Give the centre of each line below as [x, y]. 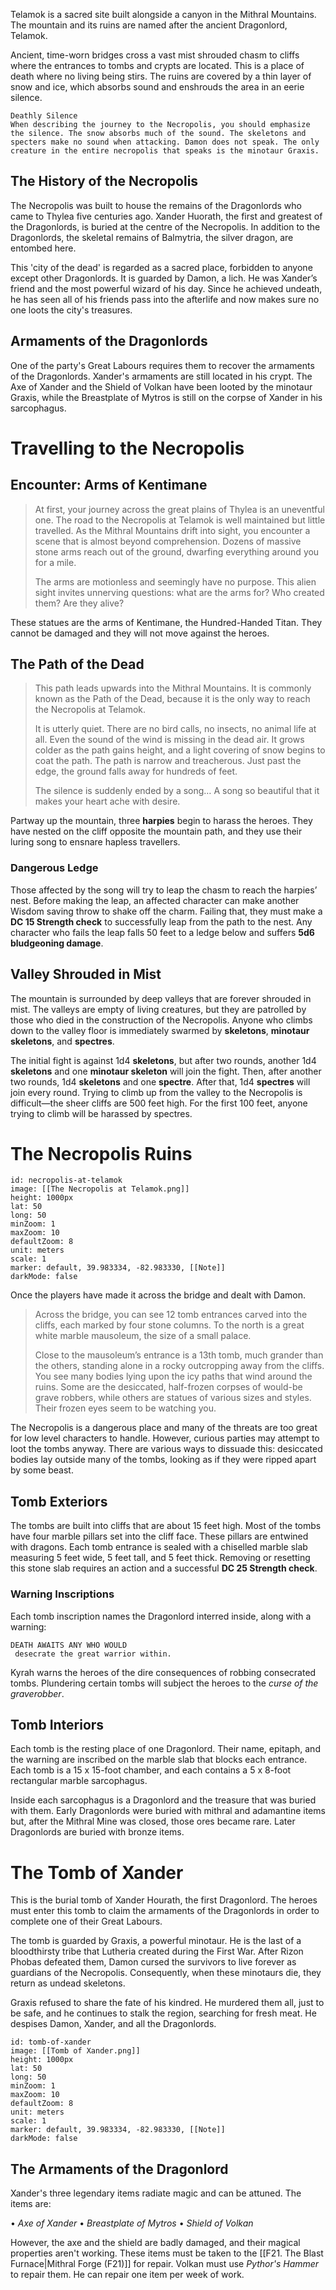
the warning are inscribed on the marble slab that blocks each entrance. [159, 1760]
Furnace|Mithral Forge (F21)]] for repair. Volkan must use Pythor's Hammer [165, 2264]
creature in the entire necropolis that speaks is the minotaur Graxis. [165, 151]
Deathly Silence [44, 116]
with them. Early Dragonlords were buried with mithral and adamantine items [168, 1811]
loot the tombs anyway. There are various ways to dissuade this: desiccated [166, 1449]
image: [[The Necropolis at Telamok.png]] [100, 1189]
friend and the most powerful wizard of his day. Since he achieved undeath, [166, 288]
